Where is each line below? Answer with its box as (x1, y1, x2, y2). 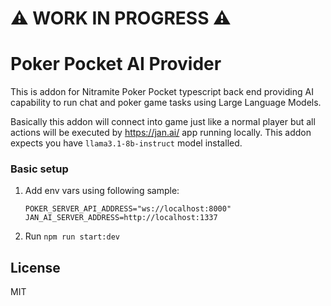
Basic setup (10, 162, 69, 176)
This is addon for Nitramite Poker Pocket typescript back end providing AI (10, 86, 314, 98)
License (10, 259, 61, 276)
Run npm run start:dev (24, 230, 120, 242)
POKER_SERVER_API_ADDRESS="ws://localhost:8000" (24, 204, 232, 214)
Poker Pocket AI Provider (10, 53, 222, 76)
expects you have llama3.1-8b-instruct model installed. (10, 137, 243, 149)
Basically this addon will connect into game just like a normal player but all (10, 116, 316, 128)
